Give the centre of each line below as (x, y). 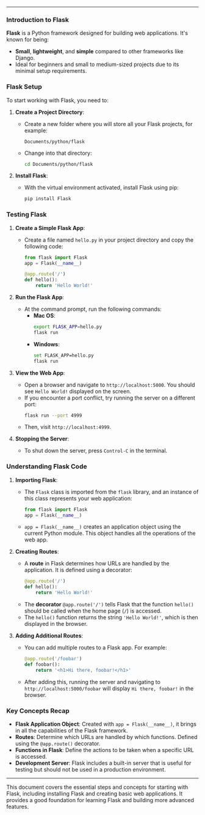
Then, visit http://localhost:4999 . (68, 427)
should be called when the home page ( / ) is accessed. (93, 611)
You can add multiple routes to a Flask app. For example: (95, 648)
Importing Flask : (36, 480)
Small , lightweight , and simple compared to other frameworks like (99, 51)
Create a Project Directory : (49, 112)
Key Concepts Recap (38, 710)
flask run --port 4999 (53, 415)
